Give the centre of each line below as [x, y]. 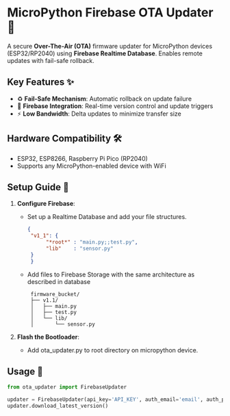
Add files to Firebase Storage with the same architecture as [111, 274]
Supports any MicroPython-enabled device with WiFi [91, 166]
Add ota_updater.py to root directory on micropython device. [113, 350]
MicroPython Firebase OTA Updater [110, 13]
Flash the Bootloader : [48, 337]
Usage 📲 [25, 372]
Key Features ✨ [40, 82]
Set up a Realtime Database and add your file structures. [107, 217]
